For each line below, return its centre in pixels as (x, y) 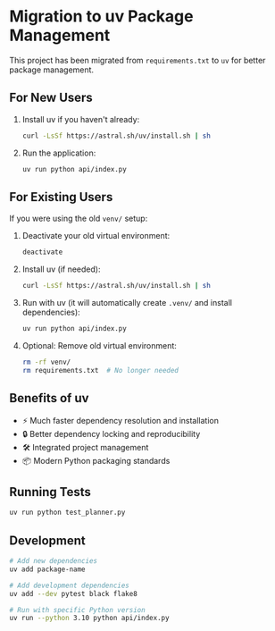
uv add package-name (48, 569)
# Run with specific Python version (77, 610)
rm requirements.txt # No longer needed (100, 370)
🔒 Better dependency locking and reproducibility (111, 433)
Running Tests (50, 492)
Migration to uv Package (101, 17)
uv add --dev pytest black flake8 (74, 593)
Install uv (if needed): (61, 269)
